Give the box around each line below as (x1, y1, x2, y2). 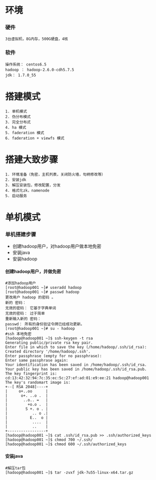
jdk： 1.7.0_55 (5, 73, 36, 78)
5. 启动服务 (5, 193, 28, 198)
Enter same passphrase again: (5, 358, 69, 363)
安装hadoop (12, 256, 38, 262)
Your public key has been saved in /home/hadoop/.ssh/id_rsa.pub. (5, 367, 147, 372)
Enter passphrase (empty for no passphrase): (5, 353, 102, 358)
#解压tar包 (5, 465, 26, 470)
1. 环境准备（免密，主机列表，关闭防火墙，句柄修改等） (5, 172, 105, 177)
